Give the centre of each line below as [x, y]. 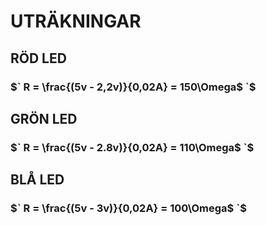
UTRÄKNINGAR [76, 21]
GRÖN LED [44, 118]
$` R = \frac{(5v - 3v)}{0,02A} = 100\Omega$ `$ [128, 208]
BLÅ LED [37, 180]
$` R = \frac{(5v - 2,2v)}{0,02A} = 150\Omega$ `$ [133, 87]
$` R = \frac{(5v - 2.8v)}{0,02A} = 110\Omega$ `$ [132, 147]
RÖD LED [38, 58]
